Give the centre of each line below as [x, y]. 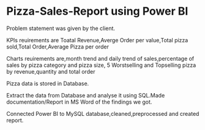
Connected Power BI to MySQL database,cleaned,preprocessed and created [103, 113]
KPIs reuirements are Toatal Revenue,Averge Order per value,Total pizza [97, 40]
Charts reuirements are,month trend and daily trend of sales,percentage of [100, 58]
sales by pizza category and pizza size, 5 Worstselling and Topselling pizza [101, 65]
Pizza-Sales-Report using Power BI [97, 11]
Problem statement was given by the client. [61, 28]
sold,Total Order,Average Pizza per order [58, 47]
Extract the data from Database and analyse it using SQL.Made [86, 95]
